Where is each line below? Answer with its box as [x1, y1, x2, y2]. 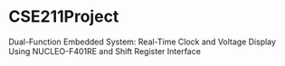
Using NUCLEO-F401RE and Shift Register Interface [8, 45, 201, 56]
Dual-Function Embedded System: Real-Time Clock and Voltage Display [8, 36, 277, 47]
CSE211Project [8, 6, 119, 27]
